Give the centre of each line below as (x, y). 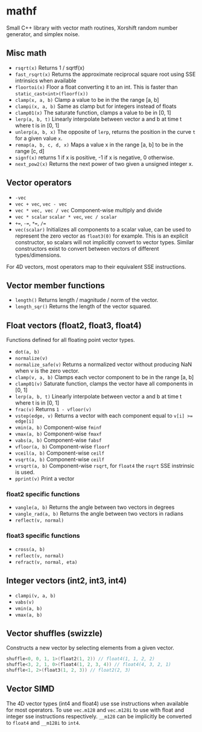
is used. (25, 472)
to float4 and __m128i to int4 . (43, 722)
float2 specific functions (43, 494)
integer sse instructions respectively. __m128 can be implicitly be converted (99, 716)
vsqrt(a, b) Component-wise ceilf (59, 459)
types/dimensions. (38, 255)
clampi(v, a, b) (35, 596)
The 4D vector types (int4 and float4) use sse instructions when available (97, 703)
